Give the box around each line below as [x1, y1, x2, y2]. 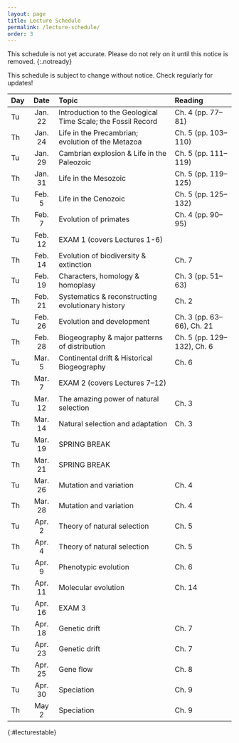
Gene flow [58, 665, 93, 675]
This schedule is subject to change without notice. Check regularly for [7, 71, 213, 80]
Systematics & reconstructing [58, 292, 157, 302]
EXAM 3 [58, 603, 87, 613]
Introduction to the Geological [58, 107, 158, 117]
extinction [58, 260, 92, 270]
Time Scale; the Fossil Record [58, 117, 158, 127]
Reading [174, 95, 204, 105]
